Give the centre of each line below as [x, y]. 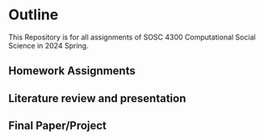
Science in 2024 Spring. [48, 45]
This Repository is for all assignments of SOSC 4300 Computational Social [132, 37]
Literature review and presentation [97, 98]
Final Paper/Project [58, 126]
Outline [34, 15]
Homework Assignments [72, 71]
